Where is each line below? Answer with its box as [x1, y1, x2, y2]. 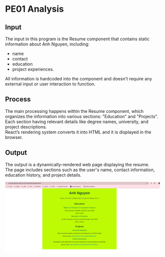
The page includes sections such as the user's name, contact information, [5, 167, 155, 173]
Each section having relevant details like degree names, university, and [5, 119, 149, 125]
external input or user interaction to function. [5, 81, 96, 87]
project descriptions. [5, 124, 47, 129]
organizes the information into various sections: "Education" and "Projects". [5, 113, 159, 119]
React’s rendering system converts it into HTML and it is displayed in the [5, 129, 151, 135]
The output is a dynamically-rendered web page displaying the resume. [5, 161, 150, 167]
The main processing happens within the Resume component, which [5, 108, 144, 114]
